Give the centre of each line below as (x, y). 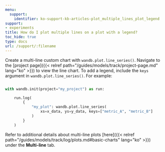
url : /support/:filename (31, 46)
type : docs (16, 42)
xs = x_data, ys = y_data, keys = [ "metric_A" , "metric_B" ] (97, 112)
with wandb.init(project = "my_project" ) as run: (55, 89)
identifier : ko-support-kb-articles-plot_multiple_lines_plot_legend (87, 19)
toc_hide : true (21, 37)
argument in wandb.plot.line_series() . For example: (59, 76)
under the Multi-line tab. (30, 145)
